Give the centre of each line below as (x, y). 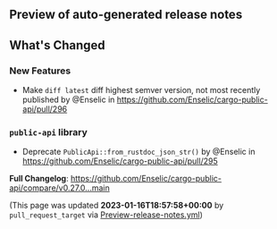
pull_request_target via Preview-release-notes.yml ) (106, 215)
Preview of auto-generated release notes (126, 15)
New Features (40, 71)
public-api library (48, 132)
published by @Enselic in (68, 100)
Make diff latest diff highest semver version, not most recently (141, 90)
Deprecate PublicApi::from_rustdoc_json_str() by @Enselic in (138, 152)
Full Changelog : (39, 179)
